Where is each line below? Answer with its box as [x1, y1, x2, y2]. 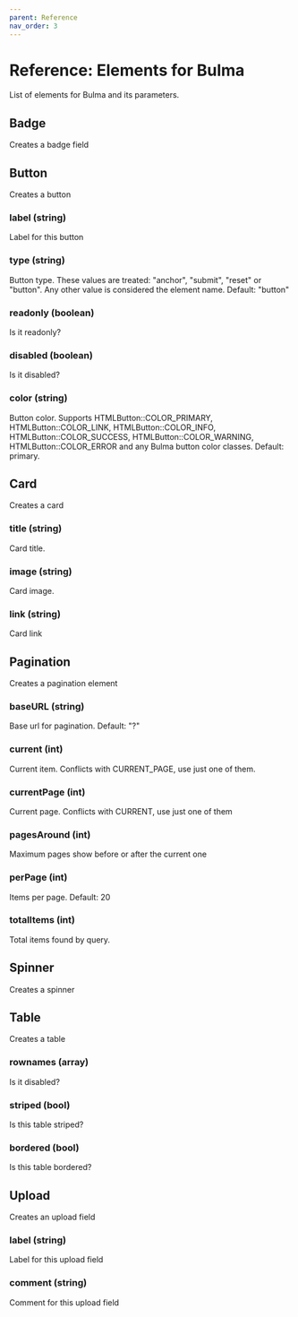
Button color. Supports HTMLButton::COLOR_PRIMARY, [9, 412, 213, 423]
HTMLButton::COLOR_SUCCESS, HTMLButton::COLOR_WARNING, [9, 431, 254, 442]
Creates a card [9, 500, 64, 511]
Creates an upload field [9, 1211, 96, 1223]
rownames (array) [9, 1056, 89, 1069]
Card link [9, 628, 43, 639]
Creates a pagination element [9, 678, 118, 689]
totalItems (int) [9, 914, 76, 926]
